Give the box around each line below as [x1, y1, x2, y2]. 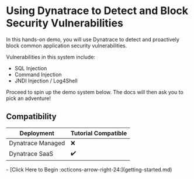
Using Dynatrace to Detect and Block [6, 4, 189, 18]
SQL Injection [14, 64, 47, 71]
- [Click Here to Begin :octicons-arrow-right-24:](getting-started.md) [6, 166, 172, 173]
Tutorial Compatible [70, 129, 127, 137]
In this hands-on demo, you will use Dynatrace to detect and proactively [6, 36, 180, 43]
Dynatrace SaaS [9, 150, 54, 158]
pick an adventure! [6, 95, 51, 102]
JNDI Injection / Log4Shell [14, 77, 78, 84]
